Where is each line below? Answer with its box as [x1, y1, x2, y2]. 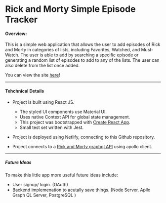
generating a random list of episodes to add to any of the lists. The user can [5, 57, 160, 63]
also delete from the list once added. [5, 63, 80, 69]
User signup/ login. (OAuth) [12, 181, 68, 187]
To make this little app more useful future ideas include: [5, 172, 119, 178]
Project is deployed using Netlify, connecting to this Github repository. [12, 134, 155, 140]
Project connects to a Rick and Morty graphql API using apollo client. [12, 143, 152, 149]
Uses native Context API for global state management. [19, 114, 130, 120]
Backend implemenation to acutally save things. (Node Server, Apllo [12, 187, 151, 193]
